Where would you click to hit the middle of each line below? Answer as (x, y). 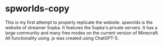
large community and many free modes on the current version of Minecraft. (82, 33)
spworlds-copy (37, 9)
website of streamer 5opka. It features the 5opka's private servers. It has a (81, 27)
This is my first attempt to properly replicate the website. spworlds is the (79, 22)
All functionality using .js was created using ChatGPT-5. (62, 38)
